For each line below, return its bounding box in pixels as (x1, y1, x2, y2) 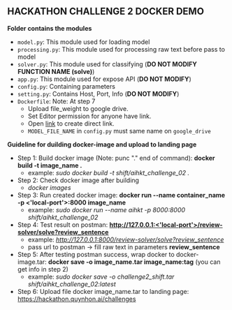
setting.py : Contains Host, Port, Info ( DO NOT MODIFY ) (17, 89, 180, 98)
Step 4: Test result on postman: (17, 220, 108, 229)
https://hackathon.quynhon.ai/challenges (17, 295, 136, 303)
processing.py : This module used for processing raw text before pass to (17, 45, 226, 53)
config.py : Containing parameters (17, 82, 115, 90)
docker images (27, 183, 71, 191)
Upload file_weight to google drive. (27, 104, 129, 112)
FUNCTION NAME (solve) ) (17, 67, 95, 75)
